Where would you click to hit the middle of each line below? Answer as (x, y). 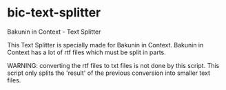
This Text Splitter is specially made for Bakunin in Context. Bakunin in (105, 45)
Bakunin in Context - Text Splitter (54, 32)
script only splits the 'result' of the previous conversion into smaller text (109, 73)
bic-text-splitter (54, 13)
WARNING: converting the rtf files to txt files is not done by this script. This (113, 65)
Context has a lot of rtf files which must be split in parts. (87, 52)
